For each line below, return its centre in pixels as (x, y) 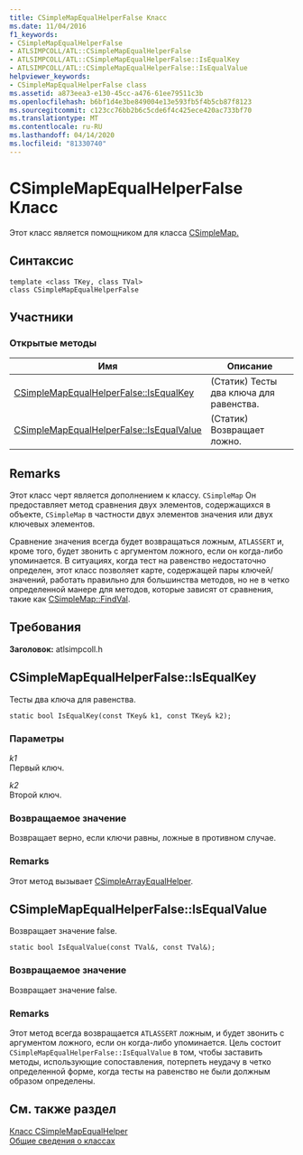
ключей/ (257, 570)
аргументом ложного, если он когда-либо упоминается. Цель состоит (145, 1042)
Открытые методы (53, 342)
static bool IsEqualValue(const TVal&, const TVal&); (113, 948)
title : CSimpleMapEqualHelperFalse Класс (88, 18)
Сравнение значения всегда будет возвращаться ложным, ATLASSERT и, (147, 541)
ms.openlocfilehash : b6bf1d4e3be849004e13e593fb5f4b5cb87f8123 (131, 102)
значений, (29, 580)
